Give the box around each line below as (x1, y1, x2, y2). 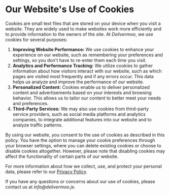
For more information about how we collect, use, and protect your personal (5, 163, 162, 169)
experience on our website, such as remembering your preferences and (12, 52, 163, 58)
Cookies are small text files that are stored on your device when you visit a (5, 20, 161, 26)
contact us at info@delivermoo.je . (5, 184, 76, 190)
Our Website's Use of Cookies (5, 4, 134, 15)
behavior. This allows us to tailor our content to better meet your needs (12, 95, 161, 101)
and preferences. (12, 100, 49, 106)
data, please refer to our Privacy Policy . (5, 169, 88, 175)
